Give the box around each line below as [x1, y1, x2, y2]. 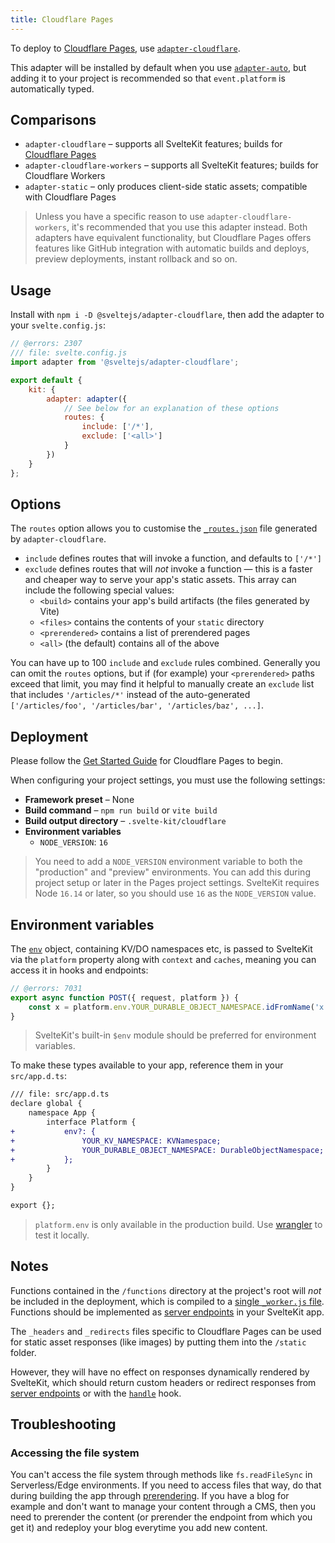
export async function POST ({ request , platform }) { [10, 992, 240, 1003]
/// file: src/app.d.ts [10, 1089, 110, 1100]
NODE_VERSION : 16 [39, 836, 108, 848]
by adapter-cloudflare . [10, 533, 107, 545]
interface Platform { [46, 1117, 137, 1128]
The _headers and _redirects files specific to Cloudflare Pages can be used [10, 1325, 322, 1337]
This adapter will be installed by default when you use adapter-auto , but [10, 61, 307, 73]
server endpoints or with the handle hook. [10, 1387, 182, 1399]
